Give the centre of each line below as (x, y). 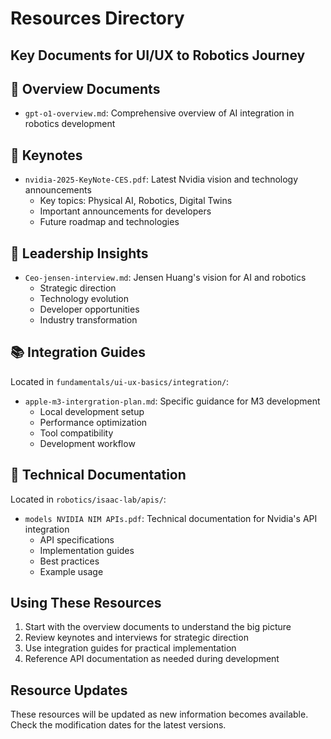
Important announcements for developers (125, 211)
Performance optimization (93, 422)
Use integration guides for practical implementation (130, 648)
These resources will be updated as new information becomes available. (159, 714)
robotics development (70, 124)
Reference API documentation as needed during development (152, 659)
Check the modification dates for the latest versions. (118, 725)
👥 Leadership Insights (79, 253)
